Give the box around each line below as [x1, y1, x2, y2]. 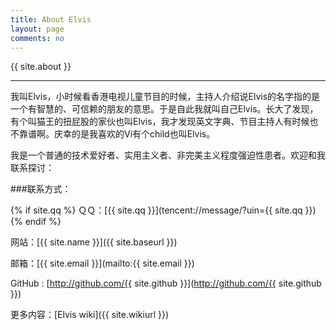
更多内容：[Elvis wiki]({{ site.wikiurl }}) [10, 309, 170, 321]
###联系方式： [10, 183, 72, 195]
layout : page [10, 24, 65, 34]
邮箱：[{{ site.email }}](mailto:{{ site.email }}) [10, 257, 195, 270]
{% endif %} [10, 216, 62, 228]
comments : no [10, 33, 65, 43]
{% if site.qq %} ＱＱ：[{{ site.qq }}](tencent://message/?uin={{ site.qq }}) [10, 204, 317, 216]
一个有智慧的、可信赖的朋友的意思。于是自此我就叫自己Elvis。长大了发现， [10, 103, 319, 115]
